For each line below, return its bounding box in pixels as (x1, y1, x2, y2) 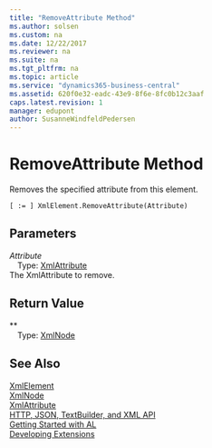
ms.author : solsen (9, 22, 79, 31)
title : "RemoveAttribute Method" (9, 13, 136, 23)
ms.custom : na (9, 30, 63, 39)
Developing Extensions (9, 428, 95, 439)
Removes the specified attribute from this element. (9, 184, 198, 195)
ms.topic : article (9, 73, 79, 82)
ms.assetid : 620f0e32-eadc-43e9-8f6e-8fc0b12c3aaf (9, 89, 205, 98)
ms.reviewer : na (9, 47, 71, 56)
